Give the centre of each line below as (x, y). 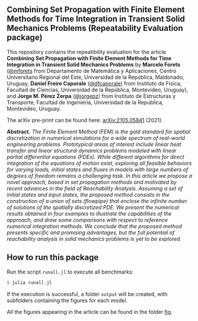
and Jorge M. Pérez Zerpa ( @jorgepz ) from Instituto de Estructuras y (91, 96)
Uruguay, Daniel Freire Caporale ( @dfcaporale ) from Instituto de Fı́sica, (94, 83)
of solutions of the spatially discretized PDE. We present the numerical (93, 207)
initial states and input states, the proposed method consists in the (88, 195)
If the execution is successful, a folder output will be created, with (87, 294)
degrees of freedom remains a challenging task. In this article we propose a (100, 176)
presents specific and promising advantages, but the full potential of (91, 232)
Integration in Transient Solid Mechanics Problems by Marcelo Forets (94, 64)
